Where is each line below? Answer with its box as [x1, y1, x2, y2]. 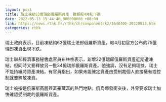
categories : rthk [5, 26, 41, 31]
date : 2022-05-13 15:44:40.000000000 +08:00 [5, 16, 98, 21]
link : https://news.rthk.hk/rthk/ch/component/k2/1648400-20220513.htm [5, 21, 156, 26]
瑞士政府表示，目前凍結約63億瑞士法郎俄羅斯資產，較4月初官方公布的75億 [5, 40, 157, 46]
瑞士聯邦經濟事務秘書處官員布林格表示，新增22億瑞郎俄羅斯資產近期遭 [5, 56, 149, 62]
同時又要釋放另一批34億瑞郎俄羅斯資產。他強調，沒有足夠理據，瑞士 [18, 63, 158, 68]
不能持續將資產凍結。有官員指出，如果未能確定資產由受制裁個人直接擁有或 [5, 68, 157, 74]
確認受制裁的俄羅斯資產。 [9, 92, 62, 98]
